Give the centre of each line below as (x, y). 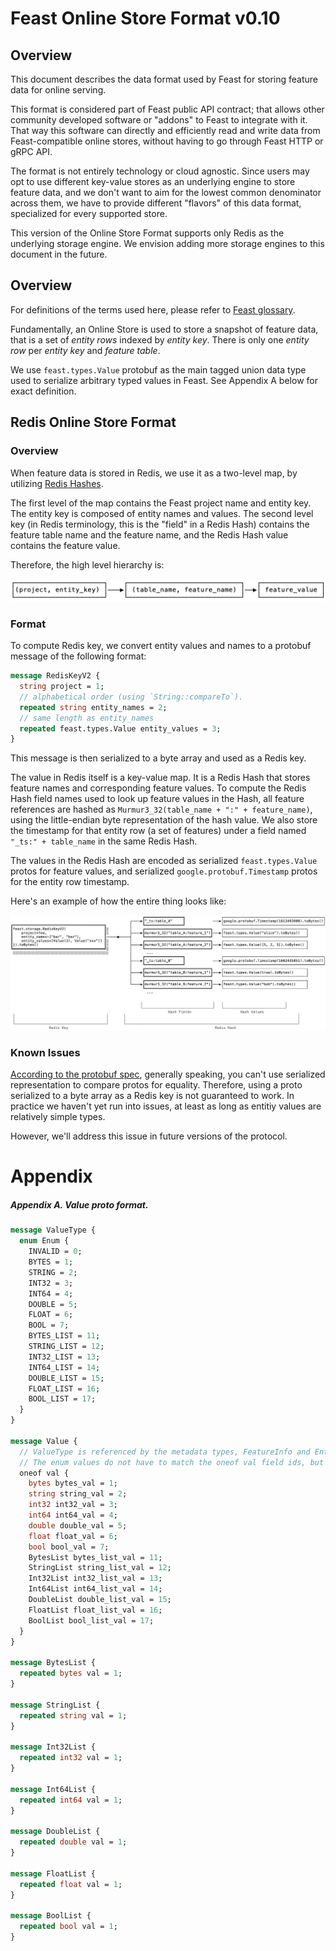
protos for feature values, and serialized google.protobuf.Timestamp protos (164, 871)
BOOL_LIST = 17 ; (62, 1399)
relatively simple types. (58, 1117)
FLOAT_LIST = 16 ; (64, 1388)
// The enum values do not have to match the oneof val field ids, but (172, 1462)
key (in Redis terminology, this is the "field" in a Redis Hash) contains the (160, 524)
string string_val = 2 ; (78, 1494)
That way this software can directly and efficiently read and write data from (165, 130)
